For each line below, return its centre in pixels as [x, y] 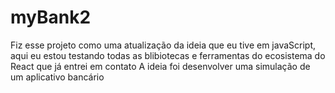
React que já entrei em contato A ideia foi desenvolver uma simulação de [160, 66]
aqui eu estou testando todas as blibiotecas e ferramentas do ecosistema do [168, 55]
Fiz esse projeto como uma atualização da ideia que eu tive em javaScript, [163, 45]
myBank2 [51, 17]
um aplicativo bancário [57, 77]
